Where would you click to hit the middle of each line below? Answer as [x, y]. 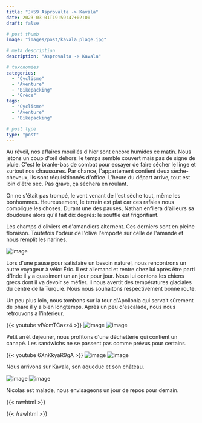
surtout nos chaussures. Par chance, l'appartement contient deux [88, 171]
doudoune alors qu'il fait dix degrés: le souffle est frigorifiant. [83, 215]
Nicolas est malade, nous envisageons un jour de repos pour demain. [93, 390]
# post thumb [23, 34]
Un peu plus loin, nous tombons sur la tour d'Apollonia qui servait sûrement [100, 301]
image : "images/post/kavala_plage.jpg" [57, 40]
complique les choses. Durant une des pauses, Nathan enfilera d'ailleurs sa [100, 208]
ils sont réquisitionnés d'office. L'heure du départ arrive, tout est [110, 178]
